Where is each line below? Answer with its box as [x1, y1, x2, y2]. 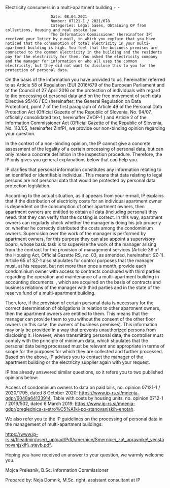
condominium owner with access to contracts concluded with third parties [5, 268, 161, 274]
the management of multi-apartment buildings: [5, 421, 103, 427]
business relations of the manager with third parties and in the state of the [5, 284, 160, 291]
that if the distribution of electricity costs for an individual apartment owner [5, 198, 162, 204]
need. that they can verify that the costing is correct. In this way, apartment [5, 214, 163, 220]
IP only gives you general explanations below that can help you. [5, 157, 139, 162]
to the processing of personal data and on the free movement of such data [5, 93, 161, 99]
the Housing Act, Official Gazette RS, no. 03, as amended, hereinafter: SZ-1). [5, 252, 165, 258]
